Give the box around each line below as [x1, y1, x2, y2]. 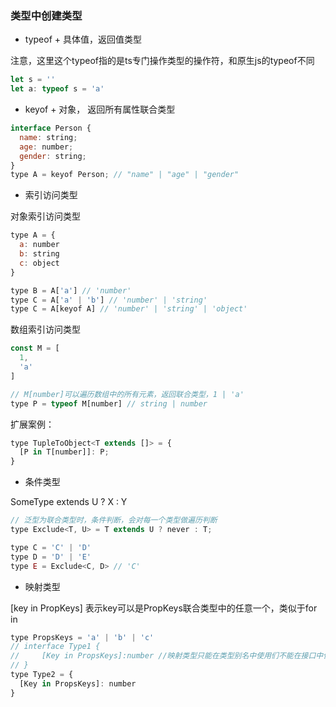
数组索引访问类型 [10, 323, 81, 336]
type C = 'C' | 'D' [10, 542, 92, 552]
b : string [19, 249, 60, 259]
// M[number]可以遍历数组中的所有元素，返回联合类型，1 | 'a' [10, 389, 245, 399]
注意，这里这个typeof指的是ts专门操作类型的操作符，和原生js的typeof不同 [10, 55, 315, 67]
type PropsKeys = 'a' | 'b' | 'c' [10, 632, 155, 642]
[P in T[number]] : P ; [19, 447, 110, 457]
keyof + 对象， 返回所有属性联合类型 [24, 103, 176, 116]
